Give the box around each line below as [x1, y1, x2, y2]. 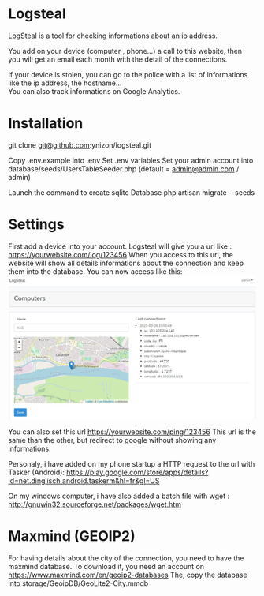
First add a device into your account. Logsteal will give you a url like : [8, 242, 232, 251]
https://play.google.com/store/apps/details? [66, 467, 209, 477]
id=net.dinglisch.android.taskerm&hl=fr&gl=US [8, 475, 160, 485]
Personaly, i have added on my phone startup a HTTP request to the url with [8, 459, 255, 468]
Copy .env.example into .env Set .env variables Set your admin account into [8, 156, 254, 165]
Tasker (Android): [8, 467, 65, 477]
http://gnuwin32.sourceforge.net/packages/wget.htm [8, 499, 181, 509]
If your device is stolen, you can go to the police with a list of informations [8, 69, 248, 79]
